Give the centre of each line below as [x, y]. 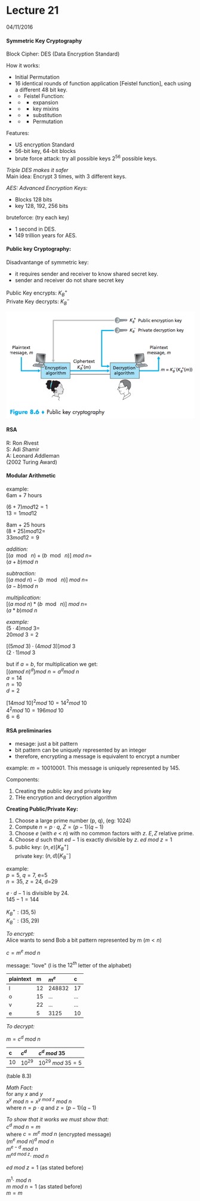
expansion [45, 103]
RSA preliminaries [29, 730]
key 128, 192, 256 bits [41, 206]
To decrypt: [20, 1027]
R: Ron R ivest [22, 443]
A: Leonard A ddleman [33, 455]
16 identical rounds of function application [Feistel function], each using [103, 84]
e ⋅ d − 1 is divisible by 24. [38, 893]
